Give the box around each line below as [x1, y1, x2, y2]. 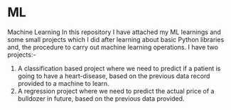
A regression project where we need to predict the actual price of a [17, 87, 215, 95]
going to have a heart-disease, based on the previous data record [17, 72, 210, 80]
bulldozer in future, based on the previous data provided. [17, 94, 185, 103]
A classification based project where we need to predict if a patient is [17, 64, 221, 72]
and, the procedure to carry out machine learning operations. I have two [7, 43, 219, 51]
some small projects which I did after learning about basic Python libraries [7, 35, 225, 43]
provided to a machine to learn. [17, 79, 109, 87]
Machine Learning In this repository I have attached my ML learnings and [7, 28, 222, 36]
